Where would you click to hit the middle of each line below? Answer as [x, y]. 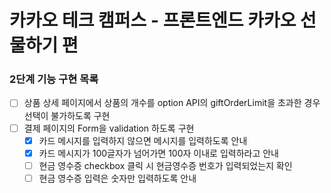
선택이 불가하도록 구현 [67, 115]
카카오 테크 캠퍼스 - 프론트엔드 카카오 [153, 20]
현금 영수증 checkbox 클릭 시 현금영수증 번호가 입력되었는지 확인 [165, 165]
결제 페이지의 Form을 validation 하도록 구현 [109, 128]
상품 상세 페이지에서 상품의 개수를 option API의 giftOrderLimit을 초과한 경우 [172, 103]
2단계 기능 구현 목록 [54, 79]
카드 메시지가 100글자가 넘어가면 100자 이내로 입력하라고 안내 [158, 153]
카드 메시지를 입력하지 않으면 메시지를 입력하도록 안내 [143, 140]
